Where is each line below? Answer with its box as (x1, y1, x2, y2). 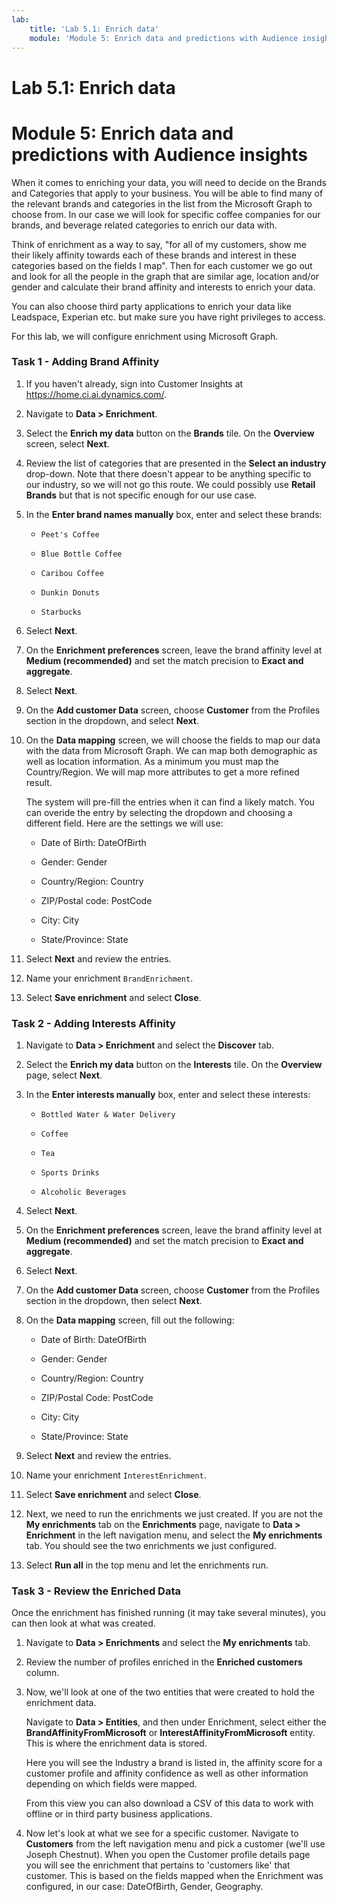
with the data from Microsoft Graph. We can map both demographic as (25, 744, 318, 756)
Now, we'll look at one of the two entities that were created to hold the (25, 1686, 315, 1698)
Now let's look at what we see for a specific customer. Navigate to (25, 1827, 299, 1840)
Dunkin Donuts (40, 587, 100, 598)
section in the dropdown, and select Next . (25, 714, 199, 726)
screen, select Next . (25, 437, 110, 450)
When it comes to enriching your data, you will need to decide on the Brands (11, 176, 327, 188)
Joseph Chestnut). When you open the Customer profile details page (25, 1849, 311, 1861)
